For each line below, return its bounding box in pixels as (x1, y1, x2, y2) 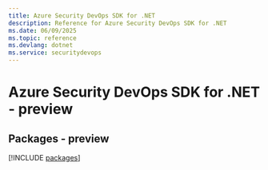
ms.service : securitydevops (8, 49, 102, 57)
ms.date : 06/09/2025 (8, 26, 78, 34)
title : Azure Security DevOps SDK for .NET (8, 11, 156, 20)
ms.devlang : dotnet (8, 42, 74, 49)
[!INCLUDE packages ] (8, 153, 81, 162)
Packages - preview (8, 132, 110, 145)
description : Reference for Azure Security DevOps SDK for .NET (8, 19, 227, 27)
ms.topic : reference (8, 34, 78, 42)
